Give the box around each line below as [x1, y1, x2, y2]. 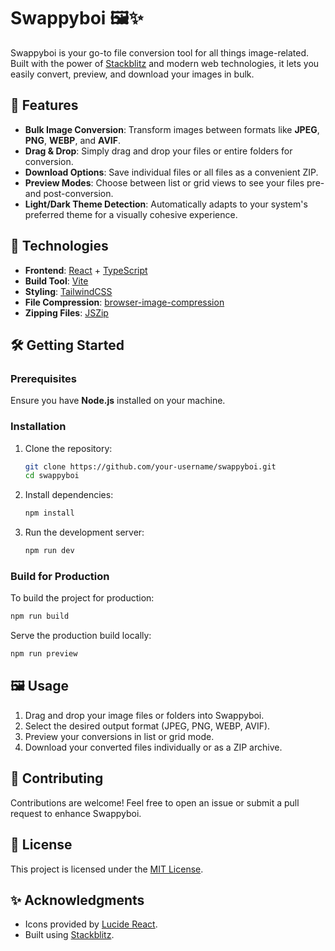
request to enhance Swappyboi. [10, 807, 142, 819]
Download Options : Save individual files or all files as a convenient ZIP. [24, 166, 319, 178]
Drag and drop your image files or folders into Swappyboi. [24, 709, 265, 721]
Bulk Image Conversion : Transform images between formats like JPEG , [24, 123, 320, 135]
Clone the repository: [24, 442, 113, 454]
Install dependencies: [24, 489, 114, 501]
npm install [24, 508, 75, 519]
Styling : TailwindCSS [24, 285, 113, 297]
